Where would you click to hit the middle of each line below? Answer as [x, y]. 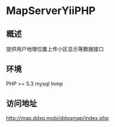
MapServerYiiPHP [51, 11]
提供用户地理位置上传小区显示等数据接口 [55, 49]
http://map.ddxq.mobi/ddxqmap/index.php [58, 118]
